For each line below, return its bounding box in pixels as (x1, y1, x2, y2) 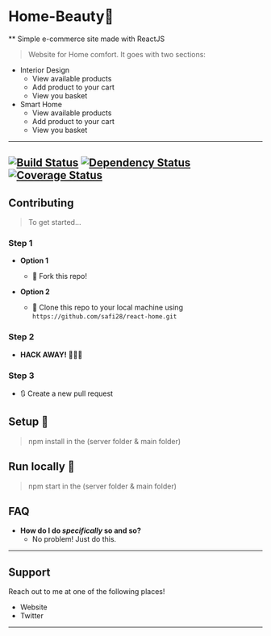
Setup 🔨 (8, 415, 49, 429)
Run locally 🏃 (8, 459, 75, 474)
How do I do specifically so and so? (19, 526, 141, 535)
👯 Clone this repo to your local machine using (31, 302, 184, 313)
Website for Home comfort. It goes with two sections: (27, 49, 206, 59)
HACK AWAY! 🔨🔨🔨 (19, 350, 83, 360)
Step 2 (8, 331, 35, 343)
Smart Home (19, 99, 63, 109)
